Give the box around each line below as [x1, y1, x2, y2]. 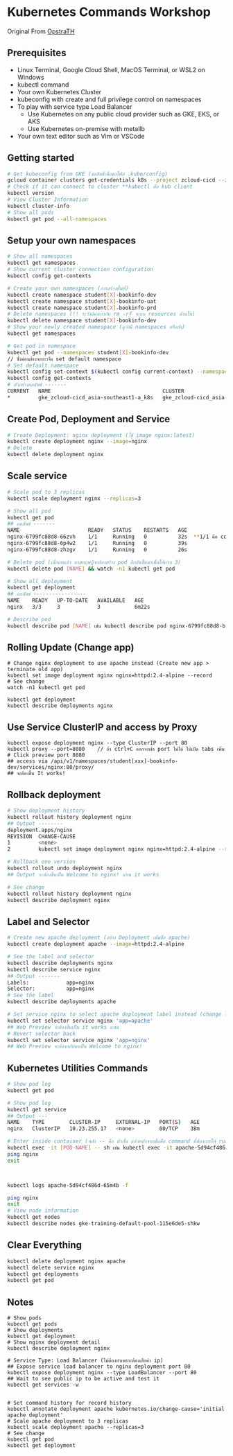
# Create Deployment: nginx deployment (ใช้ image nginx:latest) [7, 431, 196, 439]
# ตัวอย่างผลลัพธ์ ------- [7, 381, 67, 388]
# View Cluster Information [7, 196, 89, 203]
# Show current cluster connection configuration [7, 266, 154, 273]
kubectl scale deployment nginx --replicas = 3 [7, 495, 141, 502]
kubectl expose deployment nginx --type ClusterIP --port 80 [7, 740, 188, 747]
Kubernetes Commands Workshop [7, 4, 212, 20]
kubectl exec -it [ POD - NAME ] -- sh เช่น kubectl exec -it [7, 1145, 173, 1152]
